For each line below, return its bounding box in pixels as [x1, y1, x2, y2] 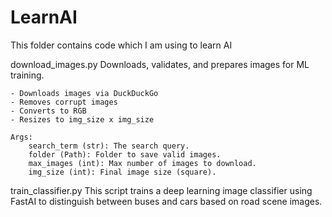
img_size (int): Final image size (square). [28, 167, 217, 177]
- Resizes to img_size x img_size [10, 114, 155, 125]
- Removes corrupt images [10, 97, 118, 107]
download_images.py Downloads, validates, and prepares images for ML [10, 58, 310, 70]
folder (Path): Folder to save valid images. [28, 149, 222, 160]
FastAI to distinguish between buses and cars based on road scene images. [10, 195, 323, 207]
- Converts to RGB [10, 106, 87, 116]
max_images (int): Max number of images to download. [28, 158, 257, 168]
